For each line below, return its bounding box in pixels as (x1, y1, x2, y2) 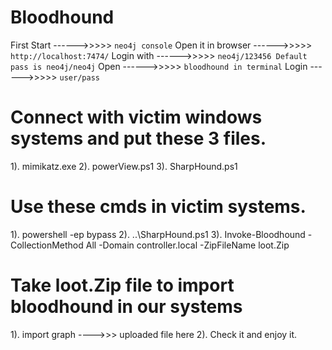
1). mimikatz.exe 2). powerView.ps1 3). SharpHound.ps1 (10, 160, 238, 172)
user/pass (59, 72, 100, 83)
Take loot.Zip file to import (10, 274, 235, 296)
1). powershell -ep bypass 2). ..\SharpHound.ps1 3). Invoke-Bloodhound (10, 228, 306, 240)
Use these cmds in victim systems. (10, 196, 307, 218)
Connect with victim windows (10, 106, 263, 129)
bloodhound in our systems (10, 296, 243, 318)
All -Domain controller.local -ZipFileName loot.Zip (85, 239, 290, 251)
